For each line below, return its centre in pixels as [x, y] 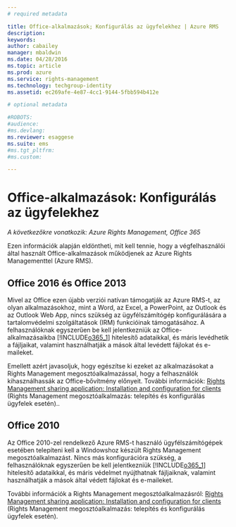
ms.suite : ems [28, 144]
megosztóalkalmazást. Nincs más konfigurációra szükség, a [94, 457]
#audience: [23, 124]
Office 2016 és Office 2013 [67, 283]
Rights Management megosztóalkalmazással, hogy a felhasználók [103, 373]
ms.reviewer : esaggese [41, 137]
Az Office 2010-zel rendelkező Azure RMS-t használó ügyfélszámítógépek [115, 442]
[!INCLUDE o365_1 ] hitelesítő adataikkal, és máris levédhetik [143, 337]
